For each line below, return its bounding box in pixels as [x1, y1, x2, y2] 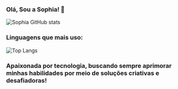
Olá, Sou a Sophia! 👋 [6, 5, 65, 14]
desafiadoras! [6, 76, 47, 84]
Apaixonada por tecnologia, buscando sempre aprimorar [6, 61, 172, 70]
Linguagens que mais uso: [6, 34, 84, 42]
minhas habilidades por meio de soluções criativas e [6, 69, 160, 77]
